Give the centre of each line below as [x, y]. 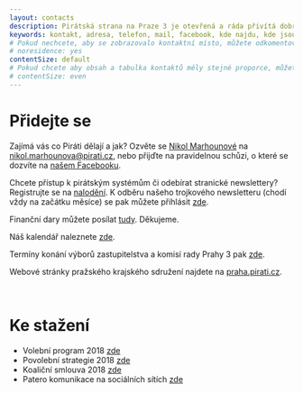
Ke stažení [50, 325]
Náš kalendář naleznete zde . [62, 236]
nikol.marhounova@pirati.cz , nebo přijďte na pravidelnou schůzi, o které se [149, 155]
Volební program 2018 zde [71, 350]
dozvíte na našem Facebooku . [65, 165]
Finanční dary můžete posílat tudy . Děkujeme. [94, 219]
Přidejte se [50, 120]
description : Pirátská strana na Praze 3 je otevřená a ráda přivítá [143, 26]
